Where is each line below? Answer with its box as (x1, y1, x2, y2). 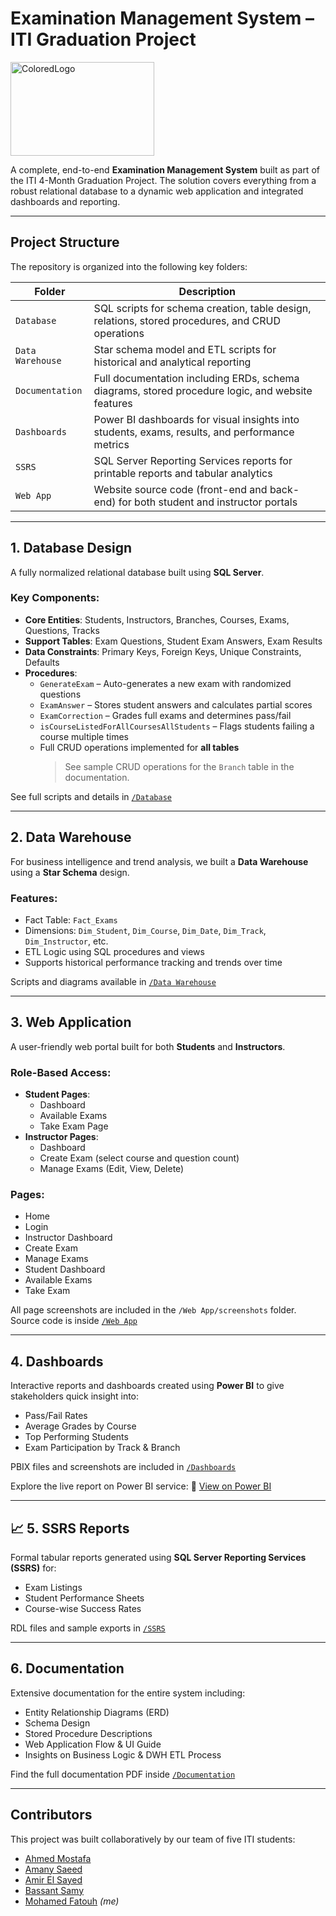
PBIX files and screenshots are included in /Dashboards (10, 1461, 237, 1473)
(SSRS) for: (10, 1562, 57, 1574)
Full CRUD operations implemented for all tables (39, 741, 240, 753)
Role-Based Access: (10, 1065, 112, 1079)
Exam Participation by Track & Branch (24, 1442, 181, 1454)
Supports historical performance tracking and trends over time (24, 956, 283, 968)
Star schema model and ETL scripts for (93, 342, 277, 356)
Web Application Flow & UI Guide (24, 1738, 162, 1750)
